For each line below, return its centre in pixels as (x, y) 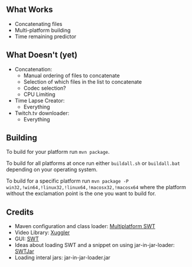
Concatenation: (33, 69)
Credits (20, 212)
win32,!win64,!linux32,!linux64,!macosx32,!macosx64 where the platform (96, 187)
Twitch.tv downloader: (42, 113)
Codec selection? (45, 88)
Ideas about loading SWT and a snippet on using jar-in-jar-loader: (95, 245)
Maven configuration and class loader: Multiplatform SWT (85, 226)
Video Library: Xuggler (42, 233)
